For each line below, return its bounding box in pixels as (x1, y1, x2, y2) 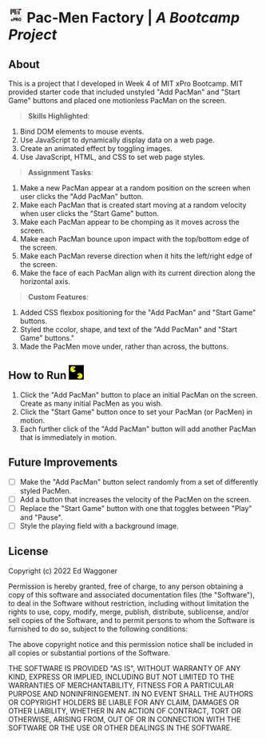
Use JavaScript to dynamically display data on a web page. (19, 135, 215, 145)
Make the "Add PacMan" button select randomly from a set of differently (19, 477, 259, 486)
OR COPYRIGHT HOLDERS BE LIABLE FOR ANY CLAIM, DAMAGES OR (8, 697, 240, 707)
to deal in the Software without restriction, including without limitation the (8, 598, 249, 608)
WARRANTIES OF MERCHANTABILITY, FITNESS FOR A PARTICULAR (8, 680, 234, 690)
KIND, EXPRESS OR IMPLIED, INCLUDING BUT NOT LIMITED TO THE (8, 672, 235, 681)
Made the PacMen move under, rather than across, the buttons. (19, 342, 229, 351)
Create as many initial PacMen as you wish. (19, 399, 163, 409)
